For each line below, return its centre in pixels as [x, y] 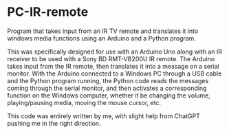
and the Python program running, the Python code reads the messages [108, 80]
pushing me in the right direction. [54, 123]
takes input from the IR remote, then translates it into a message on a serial [113, 66]
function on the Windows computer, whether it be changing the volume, [109, 95]
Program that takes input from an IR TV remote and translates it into [103, 31]
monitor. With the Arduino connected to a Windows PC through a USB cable [115, 74]
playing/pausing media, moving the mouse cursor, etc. [84, 102]
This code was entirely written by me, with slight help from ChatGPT [104, 116]
